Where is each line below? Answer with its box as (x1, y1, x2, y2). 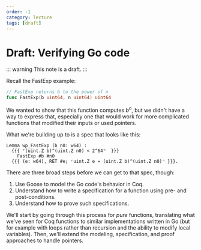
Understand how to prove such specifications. (14, 200, 130, 207)
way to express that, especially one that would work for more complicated (6, 112, 189, 120)
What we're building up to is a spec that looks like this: (6, 130, 141, 138)
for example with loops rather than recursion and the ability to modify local (6, 224, 191, 231)
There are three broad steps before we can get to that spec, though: (6, 169, 175, 176)
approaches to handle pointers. (6, 237, 84, 244)
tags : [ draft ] (6, 20, 42, 26)
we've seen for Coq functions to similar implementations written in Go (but (6, 218, 190, 225)
